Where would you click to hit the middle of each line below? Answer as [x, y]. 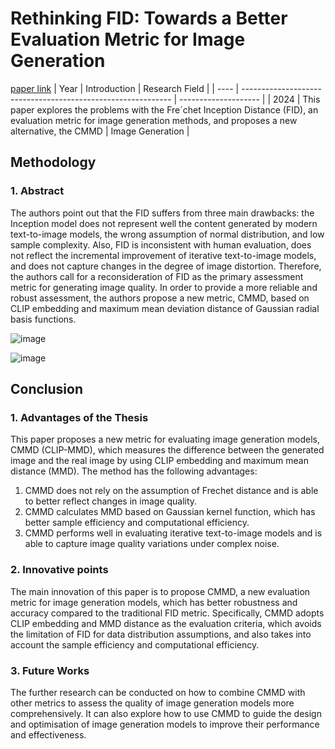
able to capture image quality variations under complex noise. [152, 544]
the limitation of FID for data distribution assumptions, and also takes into [161, 634]
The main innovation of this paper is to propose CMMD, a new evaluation [160, 591]
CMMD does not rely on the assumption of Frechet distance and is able [171, 491]
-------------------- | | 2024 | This [250, 99]
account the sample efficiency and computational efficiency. [135, 644]
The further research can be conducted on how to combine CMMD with [158, 692]
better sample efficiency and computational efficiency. [137, 523]
